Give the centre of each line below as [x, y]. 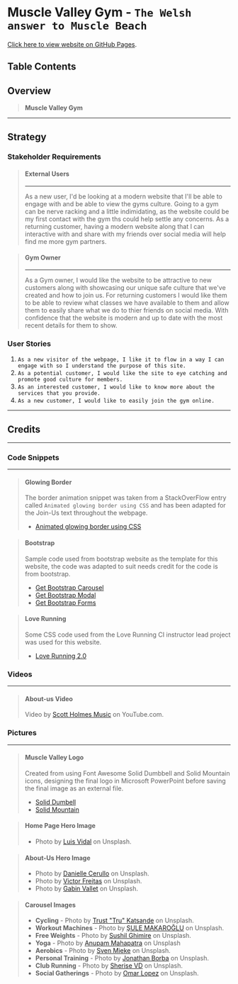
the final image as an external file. [74, 788]
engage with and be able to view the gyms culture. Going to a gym [121, 203]
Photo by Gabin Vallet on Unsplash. [87, 889]
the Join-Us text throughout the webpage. [86, 513]
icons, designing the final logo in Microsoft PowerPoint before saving [125, 781]
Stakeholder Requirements [54, 157]
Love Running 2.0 [61, 656]
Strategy [27, 136]
